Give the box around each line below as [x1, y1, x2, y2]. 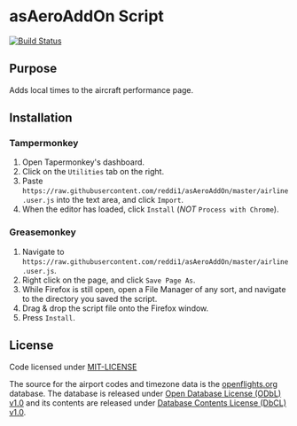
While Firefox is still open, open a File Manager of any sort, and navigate [21, 283, 286, 294]
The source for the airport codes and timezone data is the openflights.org [9, 378, 277, 389]
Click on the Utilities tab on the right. [21, 167, 165, 177]
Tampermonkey [9, 137, 79, 150]
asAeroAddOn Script [9, 6, 164, 27]
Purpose [9, 61, 58, 76]
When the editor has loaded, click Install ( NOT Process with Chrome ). [21, 204, 279, 214]
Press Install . [21, 312, 75, 322]
